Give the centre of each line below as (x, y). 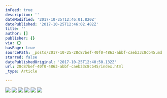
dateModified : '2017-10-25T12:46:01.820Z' (51, 19)
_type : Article (21, 72)
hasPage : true (20, 48)
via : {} (13, 43)
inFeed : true (19, 10)
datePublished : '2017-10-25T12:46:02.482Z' (52, 24)
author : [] (17, 34)
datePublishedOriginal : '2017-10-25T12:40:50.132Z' (61, 62)
